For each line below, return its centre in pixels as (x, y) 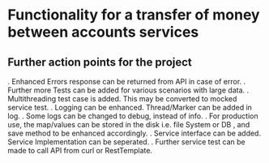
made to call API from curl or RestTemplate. (80, 150)
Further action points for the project (100, 62)
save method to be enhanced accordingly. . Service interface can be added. (134, 133)
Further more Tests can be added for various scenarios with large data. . (128, 90)
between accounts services (103, 32)
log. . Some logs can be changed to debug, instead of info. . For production (133, 116)
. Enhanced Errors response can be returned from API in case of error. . (127, 81)
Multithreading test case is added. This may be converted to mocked (122, 99)
